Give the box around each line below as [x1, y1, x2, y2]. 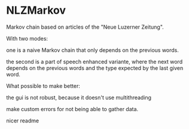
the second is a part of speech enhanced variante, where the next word [6, 58, 183, 65]
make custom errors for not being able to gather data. [6, 105, 139, 112]
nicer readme [6, 117, 39, 124]
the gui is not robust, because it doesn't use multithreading [6, 94, 151, 101]
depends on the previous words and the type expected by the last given [6, 64, 184, 72]
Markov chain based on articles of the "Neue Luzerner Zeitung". [6, 23, 164, 30]
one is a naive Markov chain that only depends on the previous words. [6, 46, 179, 54]
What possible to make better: [6, 82, 81, 90]
